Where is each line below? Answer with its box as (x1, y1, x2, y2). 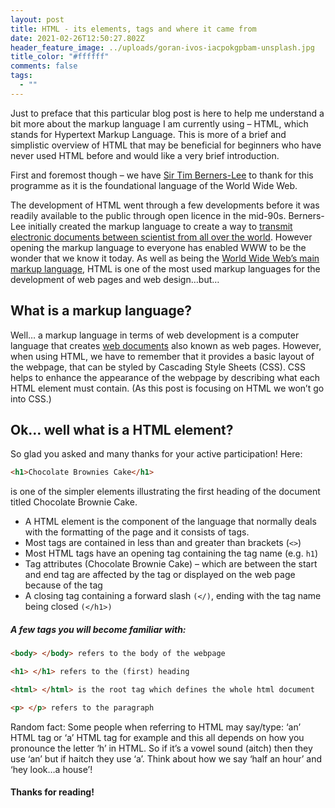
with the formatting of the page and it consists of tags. (24, 526, 250, 538)
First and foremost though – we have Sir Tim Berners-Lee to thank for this (10, 169, 314, 181)
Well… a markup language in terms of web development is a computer (10, 329, 300, 341)
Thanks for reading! (10, 786, 95, 798)
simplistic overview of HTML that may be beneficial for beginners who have (10, 139, 322, 151)
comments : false (10, 61, 78, 71)
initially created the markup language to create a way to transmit (28, 220, 293, 232)
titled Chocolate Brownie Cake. (10, 496, 138, 508)
